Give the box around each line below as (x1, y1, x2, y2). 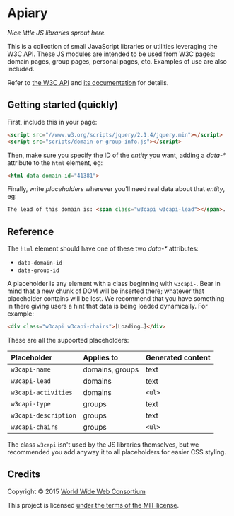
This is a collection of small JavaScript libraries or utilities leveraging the (7, 42, 218, 50)
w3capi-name (11, 365, 52, 373)
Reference (7, 225, 54, 238)
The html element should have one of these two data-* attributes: (7, 244, 199, 253)
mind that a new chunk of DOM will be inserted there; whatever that (7, 287, 205, 295)
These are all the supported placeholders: (7, 336, 129, 344)
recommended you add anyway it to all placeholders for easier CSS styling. (7, 447, 226, 456)
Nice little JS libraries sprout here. (7, 28, 107, 37)
